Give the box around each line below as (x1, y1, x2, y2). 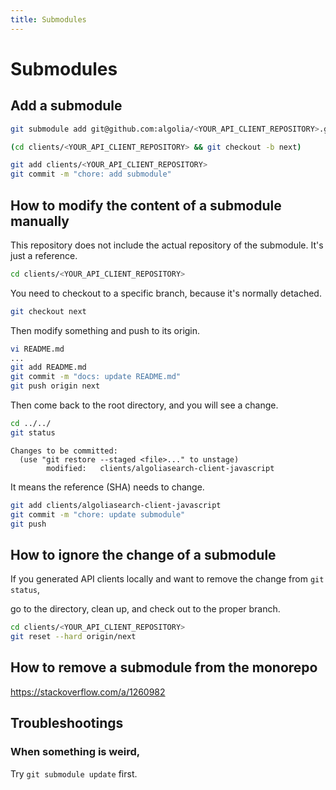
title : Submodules (10, 14, 87, 25)
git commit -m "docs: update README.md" (10, 372, 182, 382)
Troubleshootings (10, 715, 124, 732)
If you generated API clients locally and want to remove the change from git (10, 573, 325, 585)
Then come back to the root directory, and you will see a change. (10, 399, 279, 411)
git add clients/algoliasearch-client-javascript (10, 500, 222, 510)
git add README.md (10, 362, 87, 373)
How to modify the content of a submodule (10, 197, 282, 214)
